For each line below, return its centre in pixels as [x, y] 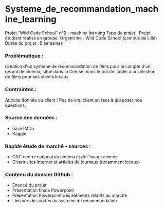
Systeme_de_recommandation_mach [82, 9]
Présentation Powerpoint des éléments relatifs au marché [70, 195]
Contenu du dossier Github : [39, 175]
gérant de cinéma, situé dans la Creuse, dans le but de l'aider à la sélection [80, 72]
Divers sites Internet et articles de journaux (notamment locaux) [76, 162]
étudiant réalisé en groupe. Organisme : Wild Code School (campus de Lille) [81, 38]
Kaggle [19, 133]
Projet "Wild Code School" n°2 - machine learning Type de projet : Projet [78, 33]
